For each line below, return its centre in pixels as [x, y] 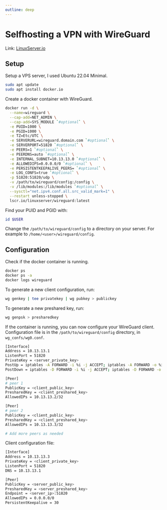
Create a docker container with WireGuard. [49, 99]
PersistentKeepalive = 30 [32, 503]
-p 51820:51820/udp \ [32, 178]
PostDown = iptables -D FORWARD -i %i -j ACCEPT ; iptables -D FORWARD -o [83, 369]
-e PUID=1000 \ [25, 127]
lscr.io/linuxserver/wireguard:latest [50, 201]
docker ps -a [19, 276]
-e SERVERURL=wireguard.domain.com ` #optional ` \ [62, 141]
